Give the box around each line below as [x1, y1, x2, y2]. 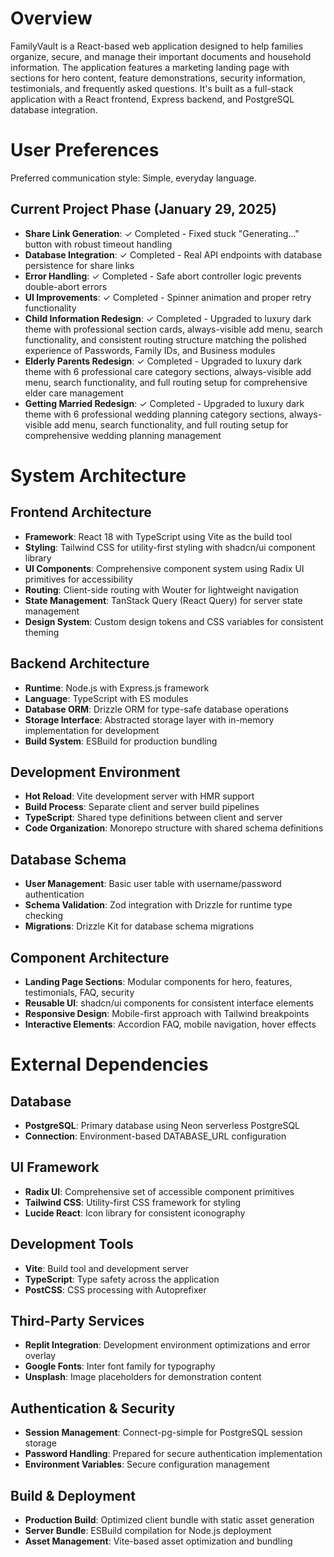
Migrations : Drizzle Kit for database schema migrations [24, 920, 255, 932]
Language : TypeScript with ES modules [24, 692, 189, 704]
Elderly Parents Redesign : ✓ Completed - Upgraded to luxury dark [24, 355, 303, 367]
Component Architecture [10, 949, 170, 966]
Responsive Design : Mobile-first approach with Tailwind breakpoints [24, 1007, 310, 1019]
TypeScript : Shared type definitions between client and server [24, 812, 283, 824]
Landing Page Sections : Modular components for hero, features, [24, 975, 293, 987]
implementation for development [24, 724, 160, 736]
